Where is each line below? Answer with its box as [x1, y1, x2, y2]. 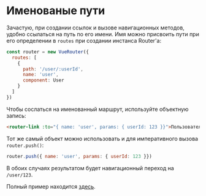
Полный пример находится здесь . [6, 183, 96, 190]
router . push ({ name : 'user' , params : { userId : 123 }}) [6, 153, 152, 159]
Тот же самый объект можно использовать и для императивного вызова [6, 135, 198, 142]
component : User [22, 77, 64, 83]
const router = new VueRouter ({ [6, 48, 89, 55]
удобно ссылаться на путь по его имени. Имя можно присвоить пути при [6, 30, 199, 37]
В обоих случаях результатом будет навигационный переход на [6, 164, 175, 171]
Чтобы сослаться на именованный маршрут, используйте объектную [6, 105, 189, 113]
